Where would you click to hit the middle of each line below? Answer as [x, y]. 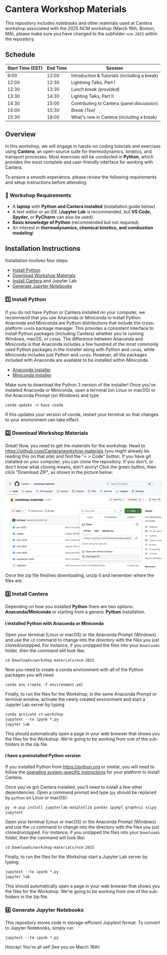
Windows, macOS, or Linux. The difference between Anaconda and [74, 339]
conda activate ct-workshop [34, 714]
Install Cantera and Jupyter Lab [44, 281]
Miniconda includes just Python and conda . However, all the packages [76, 355]
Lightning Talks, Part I [93, 82]
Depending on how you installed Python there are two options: [70, 607]
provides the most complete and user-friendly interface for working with [79, 162]
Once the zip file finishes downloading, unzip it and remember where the [80, 575]
